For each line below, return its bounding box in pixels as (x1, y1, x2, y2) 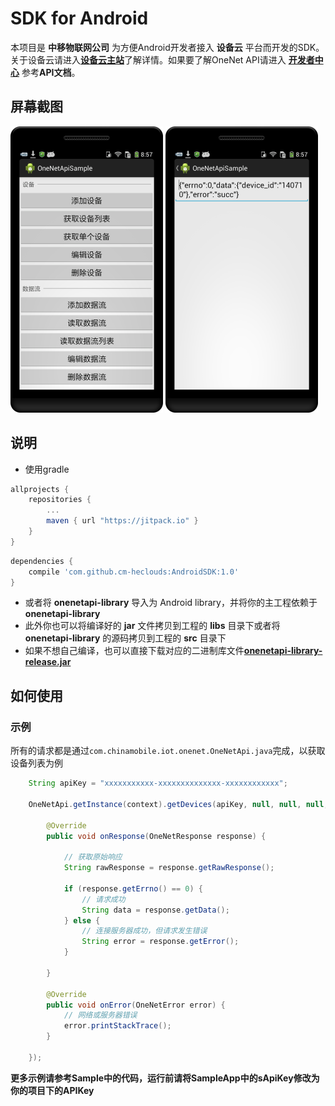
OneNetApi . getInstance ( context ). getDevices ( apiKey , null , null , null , (28, 799, 329, 809)
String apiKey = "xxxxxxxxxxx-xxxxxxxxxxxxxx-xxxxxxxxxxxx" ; (28, 778, 288, 789)
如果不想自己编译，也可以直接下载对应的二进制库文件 (24, 645, 245, 657)
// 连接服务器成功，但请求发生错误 (81, 926, 208, 936)
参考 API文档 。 (21, 66, 81, 78)
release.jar (24, 656, 72, 668)
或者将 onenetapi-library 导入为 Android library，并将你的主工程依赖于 (24, 597, 318, 609)
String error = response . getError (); (81, 937, 240, 947)
